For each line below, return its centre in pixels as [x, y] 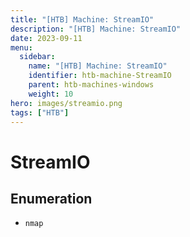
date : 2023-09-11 [46, 38]
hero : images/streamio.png [66, 103]
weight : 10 [51, 94]
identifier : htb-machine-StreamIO [100, 76]
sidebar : [37, 57]
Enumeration [51, 198]
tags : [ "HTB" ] [40, 112]
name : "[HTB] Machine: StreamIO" [98, 66]
